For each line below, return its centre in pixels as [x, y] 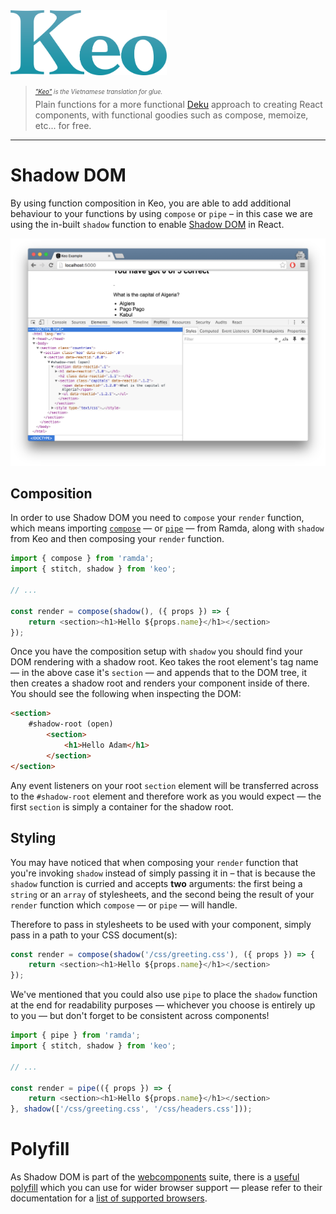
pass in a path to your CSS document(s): [94, 935]
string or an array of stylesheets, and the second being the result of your [162, 894]
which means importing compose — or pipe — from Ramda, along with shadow [167, 528]
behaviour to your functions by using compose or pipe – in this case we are [161, 213]
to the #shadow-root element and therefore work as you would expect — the [166, 796]
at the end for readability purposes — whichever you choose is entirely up [163, 1005]
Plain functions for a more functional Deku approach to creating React [178, 104]
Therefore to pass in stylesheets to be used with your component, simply [161, 924]
